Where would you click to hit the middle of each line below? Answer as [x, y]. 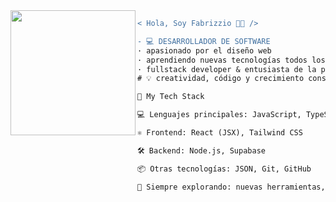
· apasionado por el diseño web [204, 50]
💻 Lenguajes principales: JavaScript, [219, 115]
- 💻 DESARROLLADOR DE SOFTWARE [204, 41]
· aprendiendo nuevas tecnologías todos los [231, 60]
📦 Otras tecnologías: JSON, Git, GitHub [224, 169]
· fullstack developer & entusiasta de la [227, 69]
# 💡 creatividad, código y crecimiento [221, 79]
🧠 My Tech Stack [171, 97]
